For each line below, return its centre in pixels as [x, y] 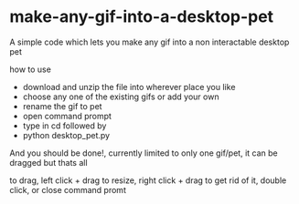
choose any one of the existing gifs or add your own [121, 97]
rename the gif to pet [62, 106]
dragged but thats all [49, 162]
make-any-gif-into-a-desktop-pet [142, 17]
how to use [31, 69]
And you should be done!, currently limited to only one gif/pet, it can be [144, 153]
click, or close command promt [68, 189]
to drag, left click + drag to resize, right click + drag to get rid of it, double [148, 180]
